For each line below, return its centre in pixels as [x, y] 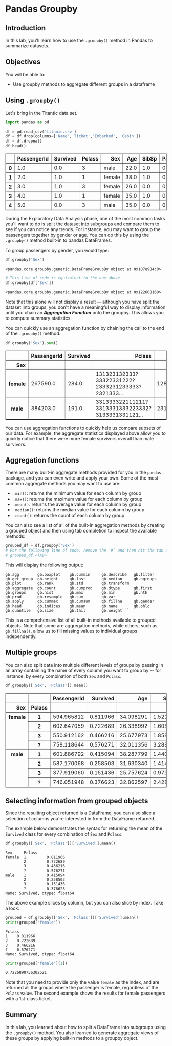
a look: [12, 908]
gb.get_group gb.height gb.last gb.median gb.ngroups [81, 579]
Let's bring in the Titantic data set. [41, 113]
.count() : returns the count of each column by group [69, 516]
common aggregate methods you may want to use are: [63, 484]
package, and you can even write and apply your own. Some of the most [82, 478]
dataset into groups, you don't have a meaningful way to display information [85, 307]
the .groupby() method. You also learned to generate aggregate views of [82, 1033]
